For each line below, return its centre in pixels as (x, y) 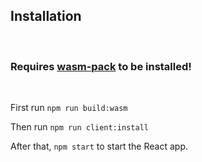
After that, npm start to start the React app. (99, 146)
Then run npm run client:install (79, 127)
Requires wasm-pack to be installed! (101, 66)
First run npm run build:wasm (69, 108)
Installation (46, 16)
